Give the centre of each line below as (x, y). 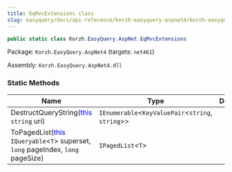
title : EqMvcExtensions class (51, 13)
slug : (15, 20)
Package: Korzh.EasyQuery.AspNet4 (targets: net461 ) (81, 52)
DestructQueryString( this (51, 112)
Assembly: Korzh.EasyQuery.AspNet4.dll (65, 65)
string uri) (28, 121)
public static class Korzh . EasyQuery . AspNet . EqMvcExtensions (97, 39)
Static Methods (33, 83)
